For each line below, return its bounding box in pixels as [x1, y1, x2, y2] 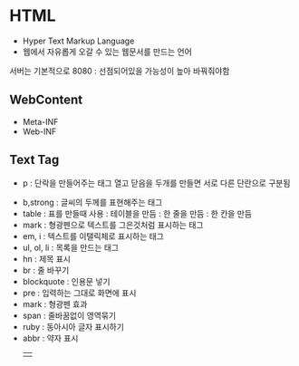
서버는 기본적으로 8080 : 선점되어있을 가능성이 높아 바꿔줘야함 [9, 65, 230, 76]
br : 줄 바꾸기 [22, 265, 70, 275]
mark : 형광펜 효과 [22, 298, 88, 309]
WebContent [9, 92, 83, 108]
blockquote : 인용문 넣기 [22, 275, 111, 286]
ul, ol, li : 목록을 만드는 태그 [22, 242, 120, 253]
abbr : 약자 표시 [22, 332, 79, 343]
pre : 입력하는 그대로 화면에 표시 [22, 287, 137, 298]
